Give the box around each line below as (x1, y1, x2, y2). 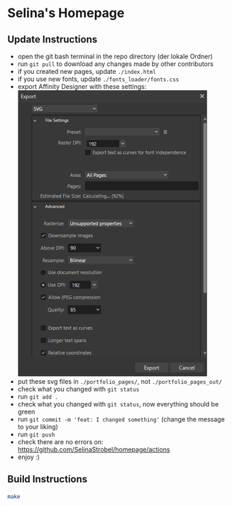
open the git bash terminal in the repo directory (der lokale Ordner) (17, 52, 213, 60)
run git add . (17, 392, 58, 401)
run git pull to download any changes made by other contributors (17, 60, 214, 68)
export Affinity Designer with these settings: (17, 82, 147, 90)
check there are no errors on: (17, 438, 104, 446)
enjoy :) (17, 453, 40, 461)
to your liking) (17, 423, 58, 431)
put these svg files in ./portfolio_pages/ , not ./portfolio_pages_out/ (17, 377, 222, 385)
